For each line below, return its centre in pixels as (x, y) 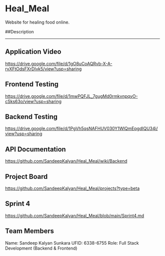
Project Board (27, 177)
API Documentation (36, 149)
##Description (20, 31)
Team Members (29, 231)
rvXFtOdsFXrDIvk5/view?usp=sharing (43, 69)
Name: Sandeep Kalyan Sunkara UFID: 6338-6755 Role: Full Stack (72, 243)
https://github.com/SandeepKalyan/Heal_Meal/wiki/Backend (66, 161)
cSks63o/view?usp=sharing (33, 101)
